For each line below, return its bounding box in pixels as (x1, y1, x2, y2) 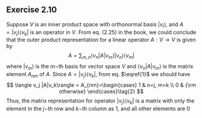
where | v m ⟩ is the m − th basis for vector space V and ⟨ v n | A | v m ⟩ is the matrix (6, 63, 194, 71)
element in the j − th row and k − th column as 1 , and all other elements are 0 (6, 105, 191, 112)
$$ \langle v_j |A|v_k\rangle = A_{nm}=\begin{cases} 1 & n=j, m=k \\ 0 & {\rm (6, 81, 197, 89)
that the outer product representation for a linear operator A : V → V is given (6, 36, 196, 44)
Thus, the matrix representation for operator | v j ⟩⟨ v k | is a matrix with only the (6, 97, 195, 105)
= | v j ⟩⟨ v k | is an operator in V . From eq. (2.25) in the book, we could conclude (6, 28, 197, 37)
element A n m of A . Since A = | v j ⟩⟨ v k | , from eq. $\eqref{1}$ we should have (6, 71, 191, 79)
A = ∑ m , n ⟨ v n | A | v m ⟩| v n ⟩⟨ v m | (68, 52, 134, 60)
